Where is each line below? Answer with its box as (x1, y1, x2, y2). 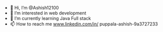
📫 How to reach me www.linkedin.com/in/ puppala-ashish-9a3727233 (10, 21, 158, 27)
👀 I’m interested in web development (10, 10, 87, 16)
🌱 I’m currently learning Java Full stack (10, 15, 91, 21)
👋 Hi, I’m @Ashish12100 (10, 5, 59, 10)
